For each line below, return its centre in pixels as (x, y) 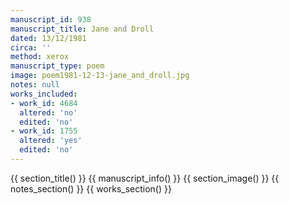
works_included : (44, 94)
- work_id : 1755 (44, 131)
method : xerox (40, 57)
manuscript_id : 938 (51, 19)
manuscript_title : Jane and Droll (82, 29)
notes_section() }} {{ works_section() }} (91, 188)
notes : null (35, 85)
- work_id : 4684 (44, 103)
